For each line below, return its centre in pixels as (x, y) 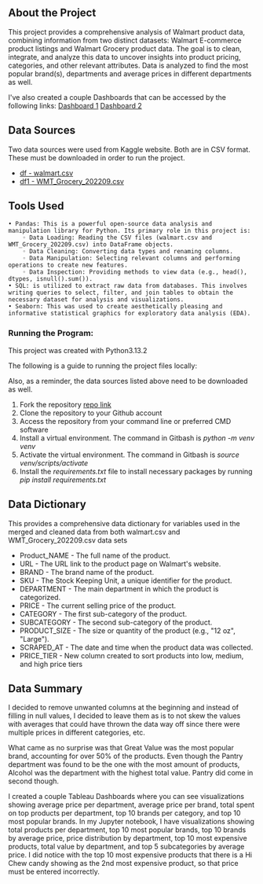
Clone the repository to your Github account (91, 413)
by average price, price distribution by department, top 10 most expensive (128, 838)
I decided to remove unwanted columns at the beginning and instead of (124, 708)
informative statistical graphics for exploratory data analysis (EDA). (130, 314)
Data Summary (46, 689)
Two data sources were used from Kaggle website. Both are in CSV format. (130, 149)
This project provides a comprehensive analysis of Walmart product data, (127, 31)
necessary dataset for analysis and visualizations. (96, 300)
